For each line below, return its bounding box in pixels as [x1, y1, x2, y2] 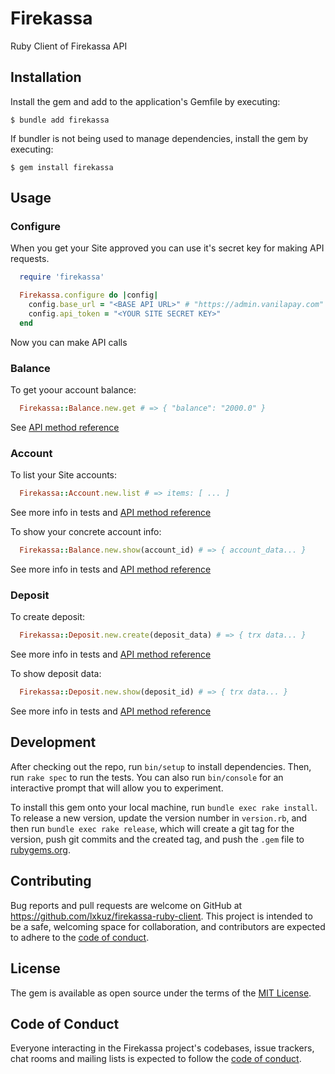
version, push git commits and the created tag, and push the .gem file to [10, 833, 305, 845]
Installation [10, 69, 82, 86]
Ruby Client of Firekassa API [10, 40, 128, 52]
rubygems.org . [10, 843, 71, 856]
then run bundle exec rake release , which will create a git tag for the [10, 822, 295, 834]
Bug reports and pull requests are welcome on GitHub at [10, 899, 243, 911]
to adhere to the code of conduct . [10, 931, 150, 943]
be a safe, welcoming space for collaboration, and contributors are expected [10, 920, 326, 932]
